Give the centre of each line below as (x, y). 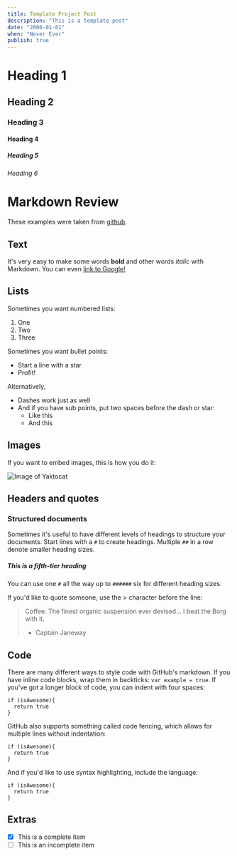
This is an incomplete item (56, 845)
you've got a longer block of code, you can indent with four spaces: (106, 687)
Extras (22, 820)
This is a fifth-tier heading (47, 565)
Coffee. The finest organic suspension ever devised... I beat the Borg (126, 611)
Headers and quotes (53, 498)
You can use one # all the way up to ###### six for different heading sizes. (115, 584)
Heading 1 (37, 76)
